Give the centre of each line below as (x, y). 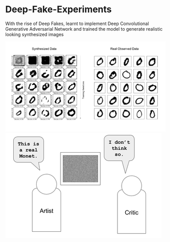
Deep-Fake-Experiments (59, 9)
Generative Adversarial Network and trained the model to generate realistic (84, 29)
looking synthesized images (35, 34)
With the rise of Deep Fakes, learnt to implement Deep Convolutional (77, 23)
